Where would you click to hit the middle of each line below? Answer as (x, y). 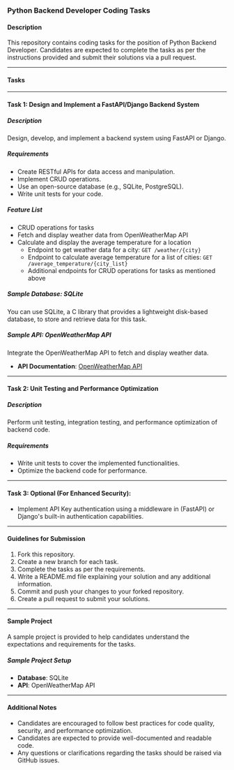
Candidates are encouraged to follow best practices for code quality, (116, 723)
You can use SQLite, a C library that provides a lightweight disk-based (108, 311)
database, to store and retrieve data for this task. (77, 319)
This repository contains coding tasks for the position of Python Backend (112, 43)
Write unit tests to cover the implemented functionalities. (98, 464)
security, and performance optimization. (75, 731)
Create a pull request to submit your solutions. (84, 598)
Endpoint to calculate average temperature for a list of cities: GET (120, 257)
